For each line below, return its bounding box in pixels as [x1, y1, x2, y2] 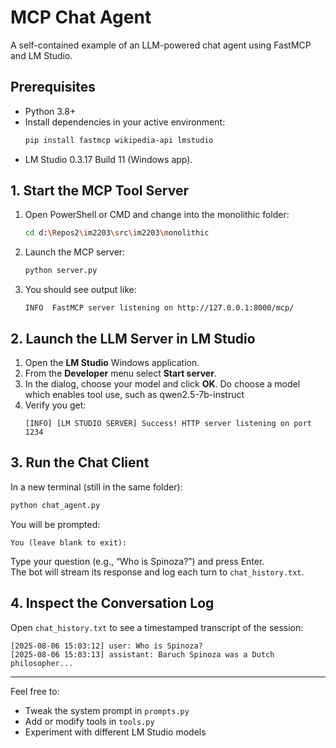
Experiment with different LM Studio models [24, 726, 207, 738]
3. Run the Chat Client [10, 454, 150, 471]
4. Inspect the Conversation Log [10, 595, 215, 612]
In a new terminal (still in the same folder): [10, 481, 183, 493]
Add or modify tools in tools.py [24, 715, 155, 727]
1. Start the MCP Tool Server [10, 182, 189, 200]
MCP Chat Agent [10, 6, 152, 29]
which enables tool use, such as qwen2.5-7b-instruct [24, 389, 245, 400]
